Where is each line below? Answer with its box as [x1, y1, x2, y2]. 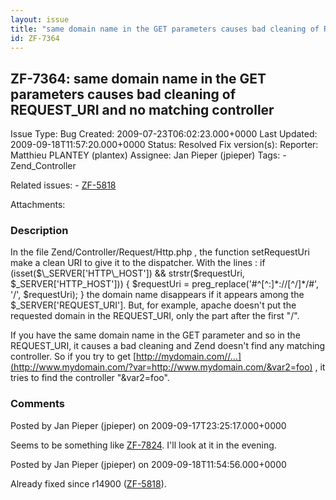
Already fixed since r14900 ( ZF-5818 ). [10, 477, 167, 490]
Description [10, 224, 69, 238]
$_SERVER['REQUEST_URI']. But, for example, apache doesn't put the [10, 299, 297, 311]
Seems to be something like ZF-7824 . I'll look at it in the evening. [10, 439, 277, 451]
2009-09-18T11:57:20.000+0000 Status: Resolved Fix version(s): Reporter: [10, 139, 319, 151]
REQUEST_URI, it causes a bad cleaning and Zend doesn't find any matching [10, 340, 326, 352]
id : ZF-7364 [10, 33, 60, 43]
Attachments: [10, 199, 66, 211]
